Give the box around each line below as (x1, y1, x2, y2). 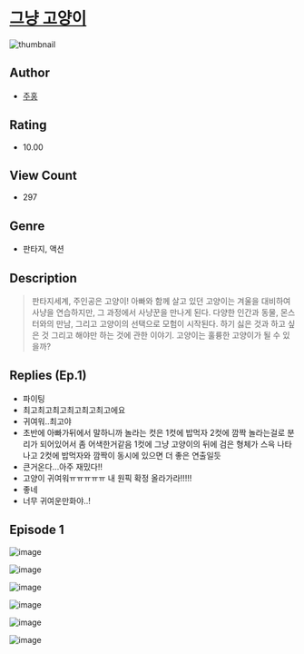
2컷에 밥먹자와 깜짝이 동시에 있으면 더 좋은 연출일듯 (39, 450, 221, 461)
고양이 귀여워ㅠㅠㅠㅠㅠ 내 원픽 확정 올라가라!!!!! (22, 472, 192, 483)
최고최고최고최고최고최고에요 (22, 404, 126, 415)
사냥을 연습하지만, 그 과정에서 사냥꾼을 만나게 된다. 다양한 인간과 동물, (31, 307, 279, 318)
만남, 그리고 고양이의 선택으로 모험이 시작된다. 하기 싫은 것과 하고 (55, 319, 286, 329)
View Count (9, 167, 77, 183)
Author (9, 65, 50, 81)
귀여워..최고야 (22, 415, 73, 427)
